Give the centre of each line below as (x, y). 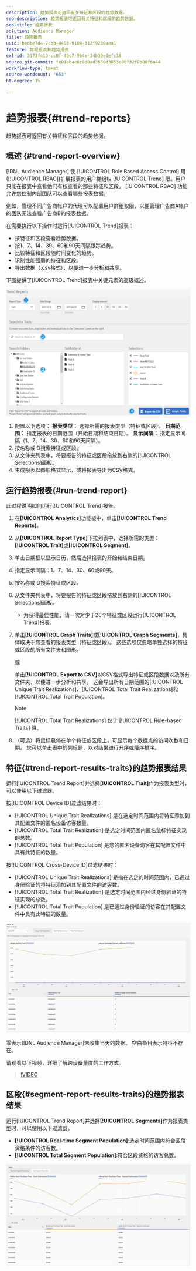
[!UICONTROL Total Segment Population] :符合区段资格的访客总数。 (97, 1155)
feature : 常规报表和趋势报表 (37, 50)
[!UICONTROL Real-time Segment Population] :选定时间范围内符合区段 (100, 1141)
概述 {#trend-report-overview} (63, 156)
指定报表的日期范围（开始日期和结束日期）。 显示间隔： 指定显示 (103, 433)
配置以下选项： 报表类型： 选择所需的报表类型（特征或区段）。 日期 (95, 426)
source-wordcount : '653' (36, 74)
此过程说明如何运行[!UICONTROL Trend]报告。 (62, 506)
